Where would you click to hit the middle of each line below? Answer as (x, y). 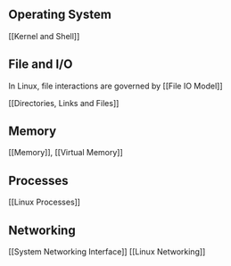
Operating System (60, 15)
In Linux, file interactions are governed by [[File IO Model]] (116, 86)
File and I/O (41, 65)
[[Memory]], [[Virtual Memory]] (66, 153)
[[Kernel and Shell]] (44, 36)
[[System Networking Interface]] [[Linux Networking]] (107, 252)
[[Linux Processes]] (45, 202)
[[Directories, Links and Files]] (64, 103)
